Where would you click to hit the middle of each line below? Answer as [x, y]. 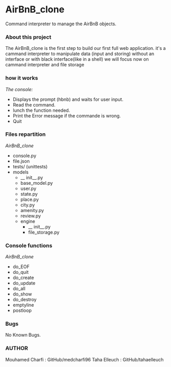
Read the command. [34, 104]
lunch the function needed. [41, 110]
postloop [22, 310]
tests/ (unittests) [30, 166]
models [21, 172]
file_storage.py [44, 232]
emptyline [23, 305]
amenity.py [32, 210]
